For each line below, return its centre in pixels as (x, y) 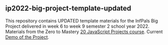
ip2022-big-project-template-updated (68, 8)
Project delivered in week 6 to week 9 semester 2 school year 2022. (78, 26)
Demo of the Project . (27, 37)
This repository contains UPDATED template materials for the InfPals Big (82, 20)
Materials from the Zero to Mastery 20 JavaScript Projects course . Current (84, 31)
